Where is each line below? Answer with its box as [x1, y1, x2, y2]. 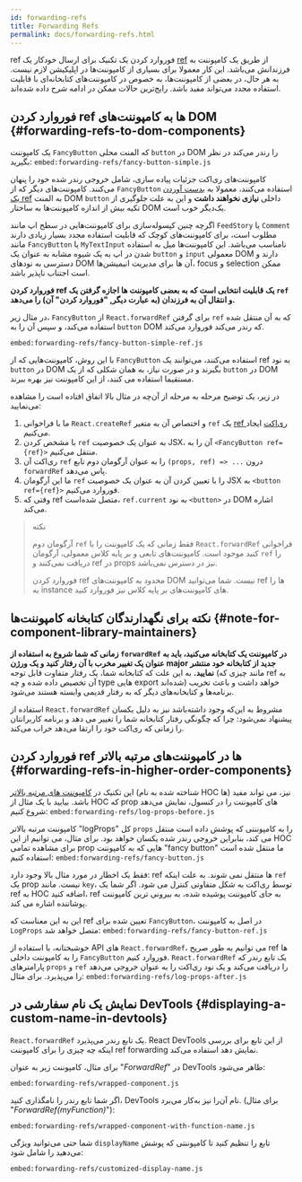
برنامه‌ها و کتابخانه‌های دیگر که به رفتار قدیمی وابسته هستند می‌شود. [10, 687, 235, 696]
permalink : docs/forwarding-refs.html [10, 30, 155, 39]
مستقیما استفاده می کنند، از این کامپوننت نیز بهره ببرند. [10, 373, 194, 384]
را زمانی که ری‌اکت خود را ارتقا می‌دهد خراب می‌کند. [10, 723, 185, 733]
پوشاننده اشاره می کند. [10, 897, 88, 908]
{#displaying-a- [194, 997, 287, 1012]
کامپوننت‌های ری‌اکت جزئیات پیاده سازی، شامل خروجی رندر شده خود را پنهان [10, 174, 267, 185]
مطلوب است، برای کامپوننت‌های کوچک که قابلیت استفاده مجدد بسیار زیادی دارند [10, 230, 277, 241]
